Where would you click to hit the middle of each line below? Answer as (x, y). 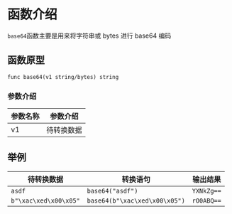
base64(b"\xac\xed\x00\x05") (136, 200)
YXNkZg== (206, 191)
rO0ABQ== (206, 200)
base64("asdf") (112, 191)
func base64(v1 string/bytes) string (63, 77)
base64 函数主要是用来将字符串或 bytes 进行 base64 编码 (89, 36)
